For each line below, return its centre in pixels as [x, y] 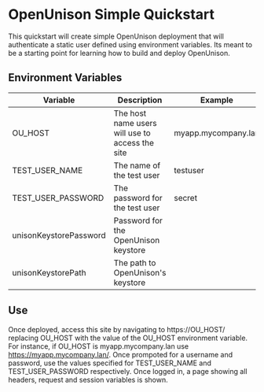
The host [130, 113]
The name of [137, 165]
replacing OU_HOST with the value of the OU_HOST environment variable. [128, 338]
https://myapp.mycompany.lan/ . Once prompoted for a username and [121, 354]
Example [217, 100]
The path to [135, 263]
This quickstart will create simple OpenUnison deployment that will [116, 36]
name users [135, 123]
